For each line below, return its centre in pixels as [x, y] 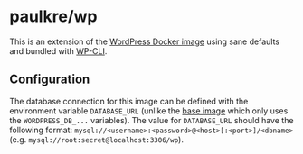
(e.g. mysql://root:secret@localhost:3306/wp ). [96, 139]
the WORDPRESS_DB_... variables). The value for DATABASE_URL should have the [151, 120]
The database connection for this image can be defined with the [129, 101]
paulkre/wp [53, 17]
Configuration [50, 80]
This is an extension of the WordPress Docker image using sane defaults [145, 41]
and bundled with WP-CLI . [58, 50]
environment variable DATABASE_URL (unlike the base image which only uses [149, 111]
